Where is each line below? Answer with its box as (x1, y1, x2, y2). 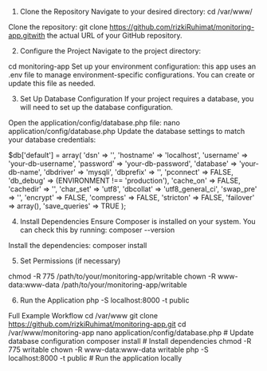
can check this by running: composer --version (19, 225, 175, 235)
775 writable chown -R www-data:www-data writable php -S (8, 345, 209, 354)
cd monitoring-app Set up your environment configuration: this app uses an (8, 61, 257, 71)
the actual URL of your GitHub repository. (46, 31, 183, 40)
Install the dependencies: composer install (8, 241, 147, 250)
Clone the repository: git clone (8, 22, 108, 31)
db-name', (8, 168, 42, 176)
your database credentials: (8, 135, 96, 144)
